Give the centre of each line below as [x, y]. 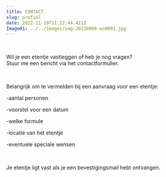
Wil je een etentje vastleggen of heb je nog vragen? [69, 57]
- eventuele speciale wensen [41, 145]
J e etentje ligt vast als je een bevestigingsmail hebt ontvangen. [83, 167]
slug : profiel [24, 17]
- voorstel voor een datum [37, 110]
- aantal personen [27, 98]
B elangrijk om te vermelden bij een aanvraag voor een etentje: [82, 87]
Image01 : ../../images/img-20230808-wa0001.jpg [66, 28]
